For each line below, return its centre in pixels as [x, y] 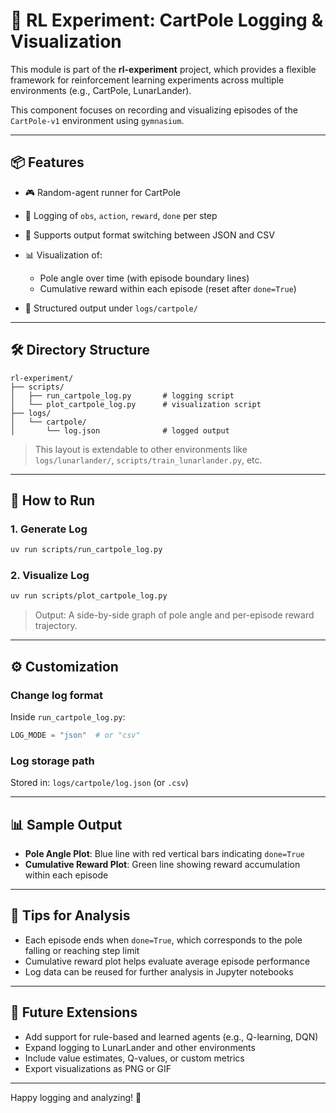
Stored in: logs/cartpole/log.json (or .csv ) [99, 783]
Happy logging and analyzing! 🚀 [76, 1097]
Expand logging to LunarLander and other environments [140, 1047]
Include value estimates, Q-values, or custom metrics [134, 1058]
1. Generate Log [49, 529]
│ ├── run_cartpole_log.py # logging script [122, 395]
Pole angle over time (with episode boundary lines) [144, 278]
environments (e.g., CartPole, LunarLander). [101, 90]
